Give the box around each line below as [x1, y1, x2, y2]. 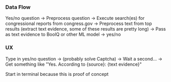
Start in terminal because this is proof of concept [5, 71, 109, 77]
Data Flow [5, 4, 31, 11]
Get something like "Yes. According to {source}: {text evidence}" [5, 61, 142, 67]
